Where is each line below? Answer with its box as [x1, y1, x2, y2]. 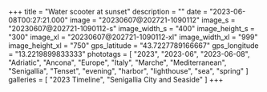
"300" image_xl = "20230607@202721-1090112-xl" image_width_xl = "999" [8, 32, 258, 42]
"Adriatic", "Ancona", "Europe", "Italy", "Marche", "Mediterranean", [8, 58, 227, 67]
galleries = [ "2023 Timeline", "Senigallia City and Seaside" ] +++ [8, 75, 224, 84]
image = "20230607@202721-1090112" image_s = [69, 15, 236, 25]
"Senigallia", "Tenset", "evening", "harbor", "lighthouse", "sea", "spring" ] [8, 66, 249, 75]
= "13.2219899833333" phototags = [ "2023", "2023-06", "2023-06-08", [8, 50, 250, 58]
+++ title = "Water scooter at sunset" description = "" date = [8, 7, 208, 16]
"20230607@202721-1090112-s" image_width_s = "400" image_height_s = [8, 24, 255, 33]
